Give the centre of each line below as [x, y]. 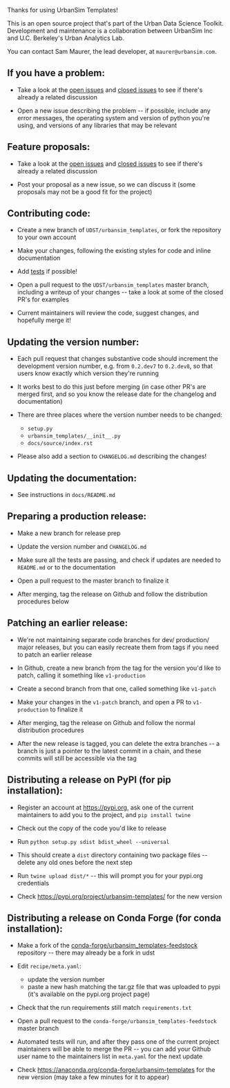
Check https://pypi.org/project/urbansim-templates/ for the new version [119, 896]
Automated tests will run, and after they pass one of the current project [118, 1042]
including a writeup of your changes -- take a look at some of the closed [120, 292]
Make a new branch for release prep [69, 533]
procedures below [43, 601]
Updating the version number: [73, 342]
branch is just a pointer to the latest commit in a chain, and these [109, 751]
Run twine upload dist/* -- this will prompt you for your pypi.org [110, 875]
